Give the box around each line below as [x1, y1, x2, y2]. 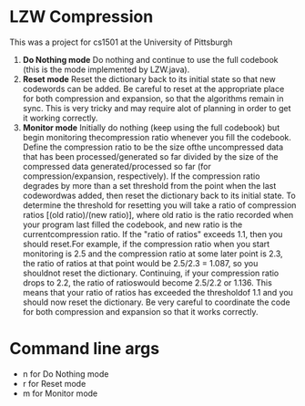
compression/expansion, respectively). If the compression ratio [22, 171, 260, 182]
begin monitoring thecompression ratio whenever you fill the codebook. [22, 131, 291, 142]
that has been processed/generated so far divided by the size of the [22, 151, 279, 161]
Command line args [9, 338, 160, 359]
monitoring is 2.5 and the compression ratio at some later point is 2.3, [22, 248, 284, 259]
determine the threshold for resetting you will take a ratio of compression [22, 199, 297, 211]
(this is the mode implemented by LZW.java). [22, 64, 190, 75]
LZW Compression [9, 6, 154, 27]
